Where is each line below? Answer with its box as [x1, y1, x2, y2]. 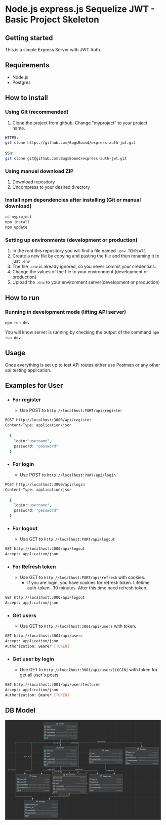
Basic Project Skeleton [5, 14, 100, 25]
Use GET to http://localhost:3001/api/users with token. [19, 623, 137, 629]
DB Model [5, 706, 36, 715]
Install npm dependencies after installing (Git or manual [5, 197, 141, 204]
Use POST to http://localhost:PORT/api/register [19, 408, 123, 413]
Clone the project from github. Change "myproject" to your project [12, 120, 148, 125]
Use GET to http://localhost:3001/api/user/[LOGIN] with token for [19, 667, 158, 673]
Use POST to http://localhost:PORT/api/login [19, 472, 116, 478]
